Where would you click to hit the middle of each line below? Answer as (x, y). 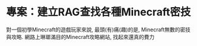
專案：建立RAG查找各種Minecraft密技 (98, 12)
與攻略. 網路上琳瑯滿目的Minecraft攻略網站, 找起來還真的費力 (80, 37)
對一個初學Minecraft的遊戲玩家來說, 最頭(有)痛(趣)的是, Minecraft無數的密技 (98, 29)
